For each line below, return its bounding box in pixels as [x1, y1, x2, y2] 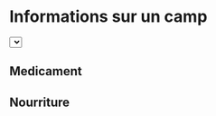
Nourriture [9, 94, 70, 110]
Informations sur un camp [9, 6, 208, 27]
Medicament [9, 63, 83, 79]
